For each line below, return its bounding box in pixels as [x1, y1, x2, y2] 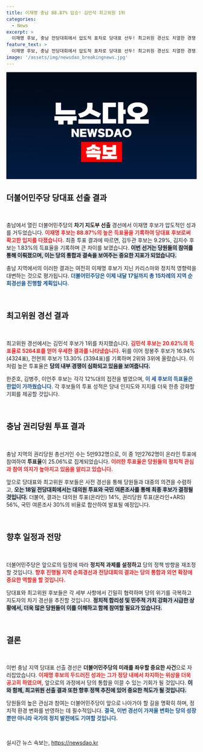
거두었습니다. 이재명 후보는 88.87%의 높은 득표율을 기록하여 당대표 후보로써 [12, 229, 192, 236]
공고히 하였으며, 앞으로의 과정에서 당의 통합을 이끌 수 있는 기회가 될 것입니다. [6, 679, 187, 686]
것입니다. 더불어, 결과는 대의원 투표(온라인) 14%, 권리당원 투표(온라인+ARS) [6, 493, 185, 501]
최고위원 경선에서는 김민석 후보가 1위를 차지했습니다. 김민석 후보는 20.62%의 [6, 339, 188, 347]
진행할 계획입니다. [27, 280, 69, 287]
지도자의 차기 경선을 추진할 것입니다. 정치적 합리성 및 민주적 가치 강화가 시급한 [6, 596, 188, 604]
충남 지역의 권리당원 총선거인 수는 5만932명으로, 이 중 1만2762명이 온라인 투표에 [6, 450, 197, 458]
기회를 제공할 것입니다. [6, 390, 60, 397]
